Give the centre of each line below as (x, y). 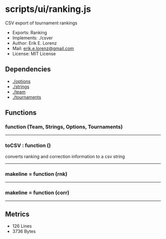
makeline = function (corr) (37, 192)
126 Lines (22, 226)
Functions (21, 113)
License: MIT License (34, 54)
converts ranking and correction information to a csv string (65, 156)
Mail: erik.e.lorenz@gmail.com (43, 48)
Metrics (17, 214)
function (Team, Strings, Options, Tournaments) (64, 127)
